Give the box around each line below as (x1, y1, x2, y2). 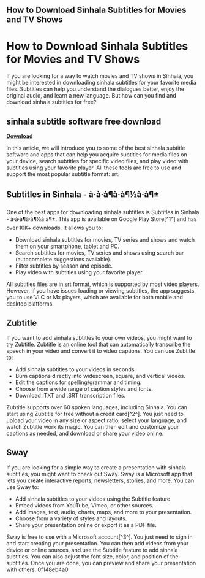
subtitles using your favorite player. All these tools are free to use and (6, 164, 182, 171)
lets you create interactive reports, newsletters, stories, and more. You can (6, 477, 195, 484)
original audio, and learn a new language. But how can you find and (6, 92, 176, 99)
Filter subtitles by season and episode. (15, 262, 113, 269)
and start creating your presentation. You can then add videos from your (6, 539, 189, 547)
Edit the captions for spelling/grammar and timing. (15, 379, 142, 386)
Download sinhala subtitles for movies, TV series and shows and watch (15, 236, 195, 243)
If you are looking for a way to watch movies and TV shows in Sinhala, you (6, 72, 194, 80)
